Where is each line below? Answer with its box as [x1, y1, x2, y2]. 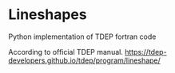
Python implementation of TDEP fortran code [8, 32, 157, 41]
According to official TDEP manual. [8, 47, 124, 56]
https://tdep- [125, 47, 167, 56]
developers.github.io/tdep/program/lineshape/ [8, 56, 161, 65]
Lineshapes [8, 6, 87, 24]
